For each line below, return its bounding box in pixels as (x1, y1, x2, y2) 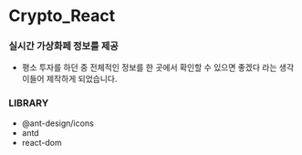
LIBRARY (8, 97, 49, 109)
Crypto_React (8, 5, 116, 26)
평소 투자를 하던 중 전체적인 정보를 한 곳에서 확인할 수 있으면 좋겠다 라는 (21, 62, 277, 73)
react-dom (21, 137, 62, 148)
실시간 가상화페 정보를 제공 (8, 40, 120, 53)
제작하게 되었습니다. (46, 74, 118, 85)
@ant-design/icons (21, 118, 95, 129)
